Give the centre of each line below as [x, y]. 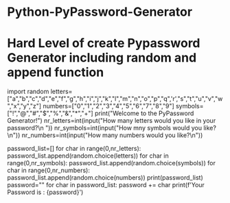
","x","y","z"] [24, 106]
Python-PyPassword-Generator [100, 12]
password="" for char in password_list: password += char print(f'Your [106, 185]
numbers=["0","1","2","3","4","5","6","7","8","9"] [109, 106]
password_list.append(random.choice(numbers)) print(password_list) [105, 178]
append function [56, 72]
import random [28, 92]
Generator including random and [102, 58]
